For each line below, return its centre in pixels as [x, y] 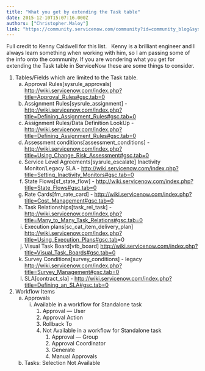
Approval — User [64, 311]
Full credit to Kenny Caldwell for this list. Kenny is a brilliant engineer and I [101, 46]
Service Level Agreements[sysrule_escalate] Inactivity [92, 162]
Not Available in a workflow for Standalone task [102, 331]
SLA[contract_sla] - [49, 279]
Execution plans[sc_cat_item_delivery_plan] [79, 227]
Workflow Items [35, 292]
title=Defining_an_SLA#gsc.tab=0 [66, 285]
